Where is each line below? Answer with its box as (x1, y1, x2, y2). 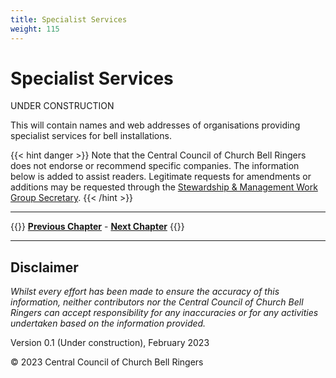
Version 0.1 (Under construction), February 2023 (10, 337, 210, 349)
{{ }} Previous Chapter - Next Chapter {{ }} (10, 221, 185, 233)
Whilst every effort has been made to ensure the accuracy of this (10, 286, 280, 298)
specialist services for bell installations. (10, 130, 172, 142)
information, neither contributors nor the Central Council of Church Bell (10, 296, 304, 308)
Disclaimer (10, 259, 79, 276)
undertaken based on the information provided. (10, 317, 207, 330)
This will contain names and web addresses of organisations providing (10, 119, 301, 131)
